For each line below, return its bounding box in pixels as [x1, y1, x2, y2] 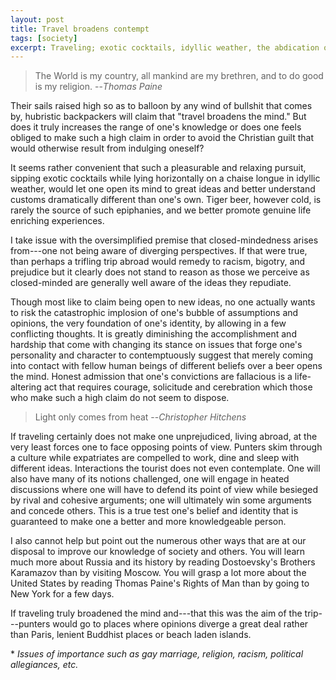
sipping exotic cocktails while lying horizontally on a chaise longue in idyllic [10, 172, 321, 185]
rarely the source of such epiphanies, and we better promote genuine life [10, 204, 312, 216]
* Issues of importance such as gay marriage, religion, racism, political [10, 648, 304, 660]
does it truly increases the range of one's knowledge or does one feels [10, 121, 302, 133]
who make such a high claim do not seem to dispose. [10, 392, 230, 404]
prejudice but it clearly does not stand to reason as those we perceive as [10, 266, 310, 278]
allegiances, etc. [10, 659, 79, 671]
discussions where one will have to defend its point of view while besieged [10, 484, 319, 496]
